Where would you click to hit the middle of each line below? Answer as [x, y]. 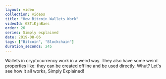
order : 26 [15, 28]
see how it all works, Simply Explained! [45, 71]
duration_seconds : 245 [28, 46]
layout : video [20, 10]
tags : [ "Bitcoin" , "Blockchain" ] [40, 42]
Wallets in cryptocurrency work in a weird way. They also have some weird [81, 60]
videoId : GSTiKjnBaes [28, 23]
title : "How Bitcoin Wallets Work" [42, 19]
